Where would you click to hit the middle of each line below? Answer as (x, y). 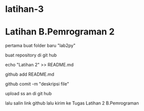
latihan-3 (24, 9)
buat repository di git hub (31, 55)
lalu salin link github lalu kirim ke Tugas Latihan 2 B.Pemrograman (72, 103)
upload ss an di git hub (29, 94)
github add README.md (30, 74)
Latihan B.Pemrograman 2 (60, 32)
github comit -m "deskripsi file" (37, 84)
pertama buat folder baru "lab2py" (40, 46)
